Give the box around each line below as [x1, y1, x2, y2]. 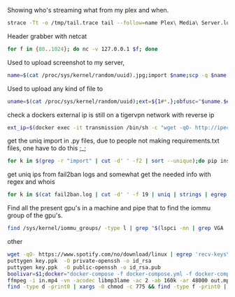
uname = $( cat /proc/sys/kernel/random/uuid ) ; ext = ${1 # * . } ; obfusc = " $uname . [7, 98, 224, 105]
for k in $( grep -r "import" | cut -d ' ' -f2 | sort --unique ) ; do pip [7, 157, 218, 165]
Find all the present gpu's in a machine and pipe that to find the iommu [7, 204, 211, 212]
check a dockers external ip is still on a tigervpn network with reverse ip [7, 110, 215, 119]
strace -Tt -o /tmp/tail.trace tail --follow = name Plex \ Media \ [7, 20, 199, 27]
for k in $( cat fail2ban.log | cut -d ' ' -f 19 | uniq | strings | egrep [7, 191, 227, 198]
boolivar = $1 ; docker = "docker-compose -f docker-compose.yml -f [7, 270, 192, 277]
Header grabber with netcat [7, 31, 87, 41]
